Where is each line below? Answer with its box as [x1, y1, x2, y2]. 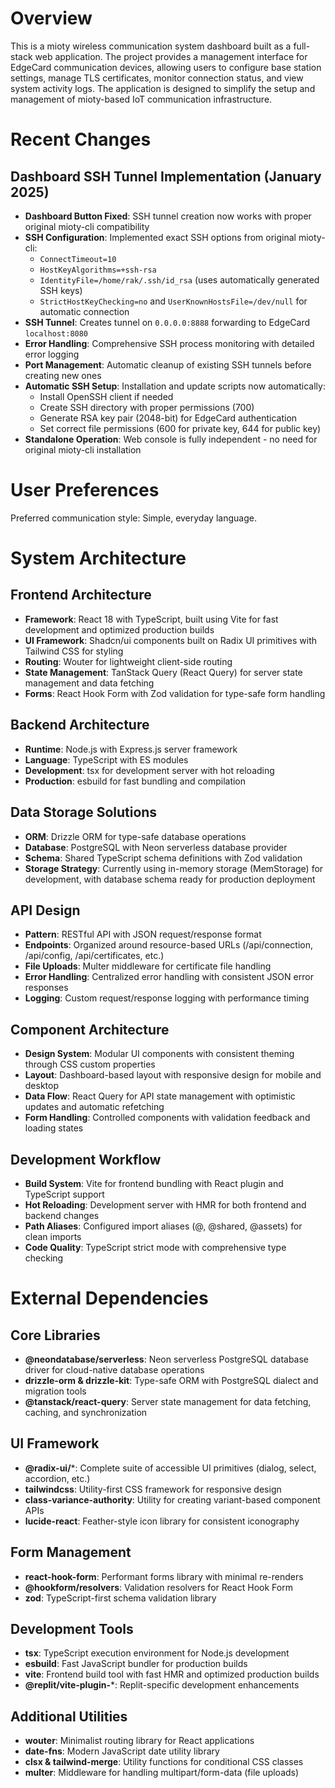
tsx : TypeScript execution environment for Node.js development [24, 1647, 290, 1659]
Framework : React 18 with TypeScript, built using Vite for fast [24, 613, 279, 625]
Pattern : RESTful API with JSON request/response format [24, 928, 262, 941]
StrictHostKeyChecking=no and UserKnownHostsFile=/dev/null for [39, 295, 308, 307]
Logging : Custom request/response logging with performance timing [24, 992, 310, 1004]
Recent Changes [10, 128, 152, 151]
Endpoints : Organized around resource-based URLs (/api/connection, [24, 939, 314, 951]
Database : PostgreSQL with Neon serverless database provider [24, 841, 288, 853]
